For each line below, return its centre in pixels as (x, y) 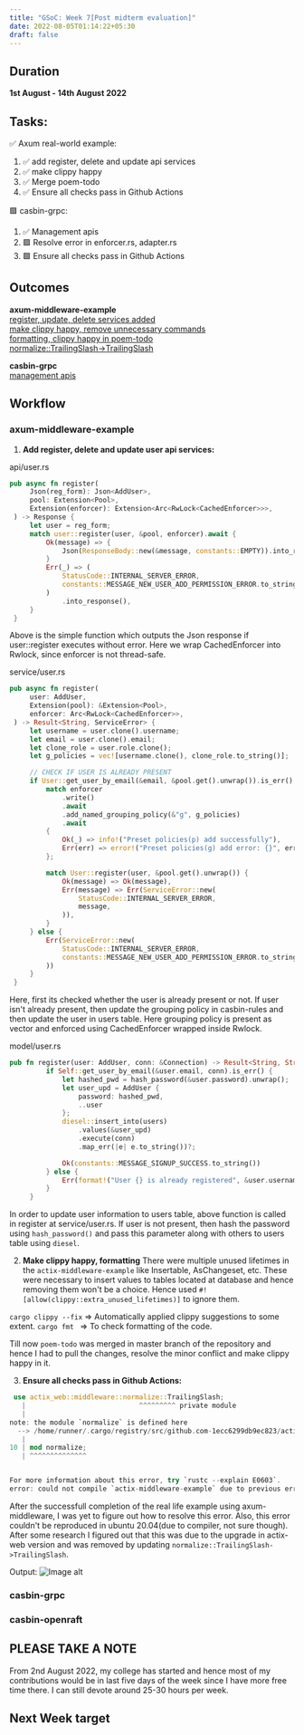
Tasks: (28, 122)
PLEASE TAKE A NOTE (73, 1649)
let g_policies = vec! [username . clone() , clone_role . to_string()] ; (159, 756)
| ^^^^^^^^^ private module (129, 1405)
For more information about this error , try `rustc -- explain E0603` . (145, 1481)
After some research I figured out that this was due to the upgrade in (137, 1535)
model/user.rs (35, 1046)
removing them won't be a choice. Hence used (109, 1289)
